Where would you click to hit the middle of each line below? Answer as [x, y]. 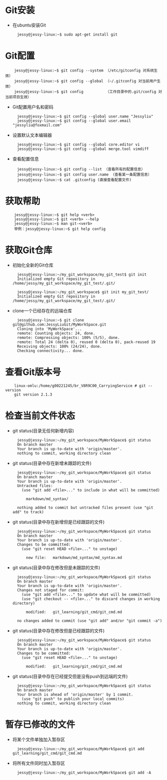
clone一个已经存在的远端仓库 [42, 310]
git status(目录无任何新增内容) [43, 430]
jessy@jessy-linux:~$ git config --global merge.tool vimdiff [83, 149]
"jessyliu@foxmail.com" [37, 125]
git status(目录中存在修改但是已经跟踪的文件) [58, 630]
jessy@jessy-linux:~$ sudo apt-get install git [68, 34]
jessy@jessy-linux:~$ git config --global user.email [74, 120]
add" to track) [28, 512]
